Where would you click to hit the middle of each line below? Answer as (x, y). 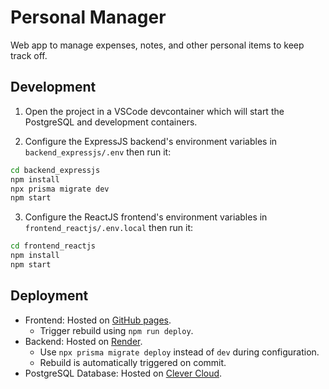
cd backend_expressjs (55, 170)
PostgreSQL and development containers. (111, 122)
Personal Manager (88, 17)
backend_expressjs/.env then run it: (98, 152)
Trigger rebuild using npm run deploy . (116, 330)
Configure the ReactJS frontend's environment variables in (146, 217)
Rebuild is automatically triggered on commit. (133, 362)
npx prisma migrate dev (60, 189)
